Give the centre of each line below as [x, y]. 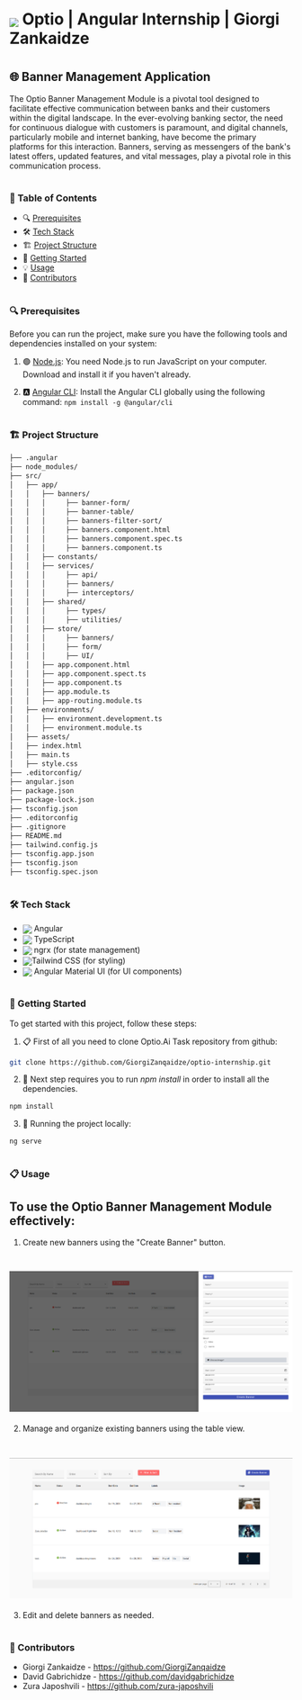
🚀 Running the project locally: [77, 1124]
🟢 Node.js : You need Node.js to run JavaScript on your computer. [145, 361]
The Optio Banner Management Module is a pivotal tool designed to [134, 98]
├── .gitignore [38, 827]
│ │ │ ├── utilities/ [66, 620]
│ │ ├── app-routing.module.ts [76, 701]
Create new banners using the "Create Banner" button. [124, 1243]
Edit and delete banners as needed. [88, 1615]
